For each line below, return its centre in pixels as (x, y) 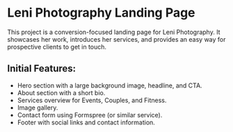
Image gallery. (38, 107)
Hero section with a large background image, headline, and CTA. (110, 85)
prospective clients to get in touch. (57, 47)
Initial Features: (42, 68)
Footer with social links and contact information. (86, 122)
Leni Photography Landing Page (102, 13)
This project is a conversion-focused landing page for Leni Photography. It (114, 32)
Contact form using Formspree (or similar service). (90, 115)
